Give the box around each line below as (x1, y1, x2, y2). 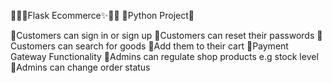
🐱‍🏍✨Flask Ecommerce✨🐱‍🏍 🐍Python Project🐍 (10, 10, 195, 21)
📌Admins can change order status (10, 61, 151, 73)
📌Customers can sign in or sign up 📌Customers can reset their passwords (10, 30, 315, 41)
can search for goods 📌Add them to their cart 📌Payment (57, 40, 289, 52)
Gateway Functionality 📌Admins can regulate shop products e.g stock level (10, 51, 319, 62)
